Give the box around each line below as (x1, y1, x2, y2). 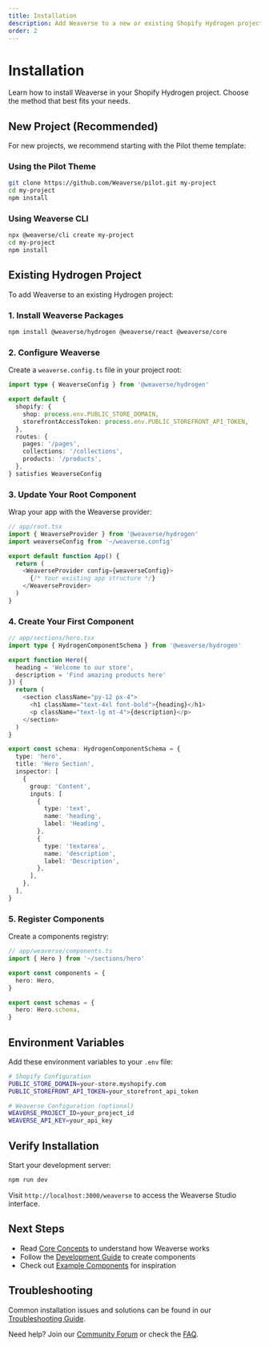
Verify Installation (8, 1139, 99, 1153)
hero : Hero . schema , (15, 1006, 81, 1014)
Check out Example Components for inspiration (19, 1260, 177, 1270)
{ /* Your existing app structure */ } (29, 575, 156, 583)
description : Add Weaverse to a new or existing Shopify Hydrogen (8, 19, 235, 27)
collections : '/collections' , (22, 447, 124, 456)
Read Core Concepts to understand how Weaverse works (19, 1243, 210, 1253)
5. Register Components (8, 913, 105, 924)
